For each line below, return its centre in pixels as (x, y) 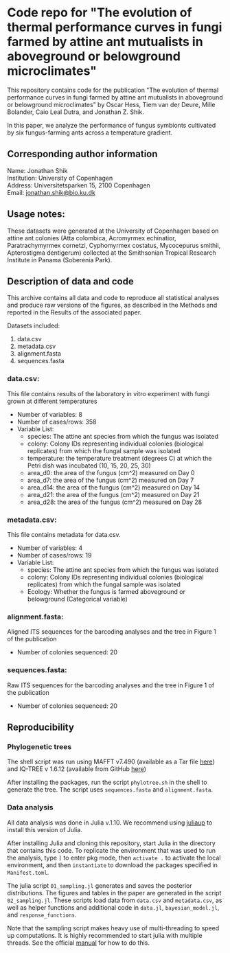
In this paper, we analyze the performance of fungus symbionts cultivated (112, 125)
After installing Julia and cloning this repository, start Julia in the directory (112, 843)
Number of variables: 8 (49, 414)
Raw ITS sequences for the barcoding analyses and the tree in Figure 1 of (111, 685)
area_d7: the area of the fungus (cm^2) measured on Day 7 (111, 480)
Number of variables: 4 (50, 548)
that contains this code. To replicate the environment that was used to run (112, 850)
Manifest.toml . (28, 872)
